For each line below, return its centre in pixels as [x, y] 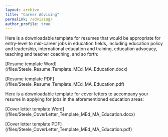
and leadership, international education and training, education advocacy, [81, 49]
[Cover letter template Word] [35, 109]
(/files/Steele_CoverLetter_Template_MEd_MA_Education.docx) [70, 114]
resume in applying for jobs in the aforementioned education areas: [75, 99]
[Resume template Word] [31, 64]
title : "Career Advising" [32, 15]
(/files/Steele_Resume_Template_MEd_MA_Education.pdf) [65, 84]
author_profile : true [28, 24]
